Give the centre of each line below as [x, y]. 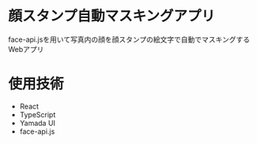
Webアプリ [26, 49]
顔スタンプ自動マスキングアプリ [112, 16]
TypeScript [38, 114]
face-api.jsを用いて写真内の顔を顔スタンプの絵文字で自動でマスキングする [129, 39]
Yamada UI [37, 123]
